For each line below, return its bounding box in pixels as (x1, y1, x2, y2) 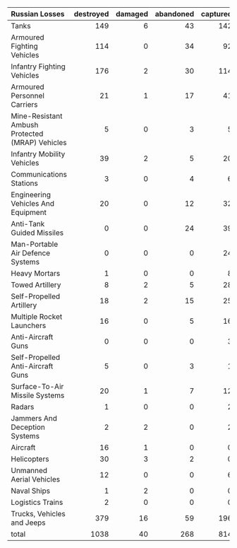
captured (200, 9, 233, 18)
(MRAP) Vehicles (11, 138, 67, 147)
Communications (11, 170, 67, 179)
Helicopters (11, 454, 49, 464)
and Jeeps (11, 518, 46, 527)
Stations (11, 178, 39, 188)
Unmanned (11, 466, 48, 475)
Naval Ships (11, 486, 51, 496)
